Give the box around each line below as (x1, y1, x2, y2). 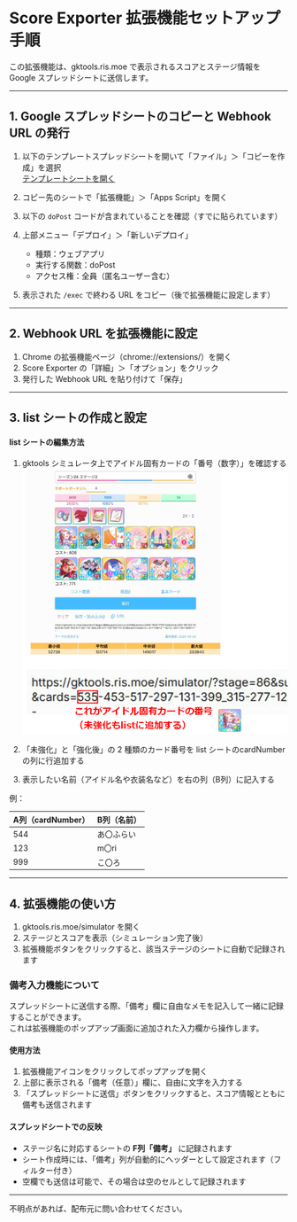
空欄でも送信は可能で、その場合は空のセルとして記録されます (21, 1176, 247, 1187)
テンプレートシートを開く (21, 173, 116, 183)
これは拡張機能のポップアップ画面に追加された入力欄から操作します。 (9, 1023, 264, 1033)
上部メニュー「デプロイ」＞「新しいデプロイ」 (21, 230, 193, 240)
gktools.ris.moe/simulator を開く (21, 921, 141, 931)
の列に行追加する (21, 755, 85, 767)
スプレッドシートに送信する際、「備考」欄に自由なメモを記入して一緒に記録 (9, 1000, 285, 1011)
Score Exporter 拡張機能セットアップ (9, 8, 281, 28)
